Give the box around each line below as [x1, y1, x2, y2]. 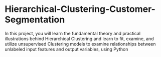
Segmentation [5, 14, 65, 25]
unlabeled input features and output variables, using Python [5, 46, 128, 52]
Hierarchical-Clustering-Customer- [5, 3, 156, 15]
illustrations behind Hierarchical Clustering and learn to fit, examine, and [5, 36, 154, 42]
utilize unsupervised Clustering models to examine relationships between [5, 41, 156, 47]
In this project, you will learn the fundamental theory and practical [5, 30, 141, 36]
